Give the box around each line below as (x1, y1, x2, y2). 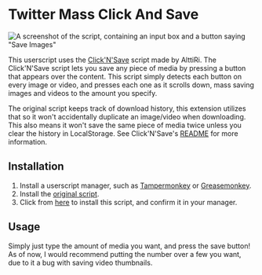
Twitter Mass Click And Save (8, 5, 199, 24)
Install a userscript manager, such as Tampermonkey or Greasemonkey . (19, 181, 252, 190)
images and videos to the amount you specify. (8, 88, 158, 97)
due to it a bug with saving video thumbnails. (8, 258, 153, 267)
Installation (8, 159, 64, 174)
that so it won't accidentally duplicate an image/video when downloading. (8, 112, 246, 121)
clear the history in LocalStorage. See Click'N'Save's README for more (8, 128, 238, 138)
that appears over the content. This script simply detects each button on (8, 71, 242, 81)
